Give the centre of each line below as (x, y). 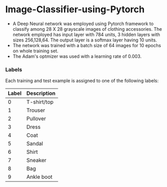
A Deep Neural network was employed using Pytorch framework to (83, 24)
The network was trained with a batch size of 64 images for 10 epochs (87, 45)
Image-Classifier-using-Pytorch (75, 9)
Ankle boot (39, 177)
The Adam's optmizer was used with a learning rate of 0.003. (77, 56)
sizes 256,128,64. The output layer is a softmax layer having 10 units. (85, 40)
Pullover (36, 119)
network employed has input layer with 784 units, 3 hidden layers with (86, 34)
